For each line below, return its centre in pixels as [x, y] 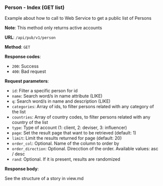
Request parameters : [27, 81]
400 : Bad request [29, 71]
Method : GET [18, 47]
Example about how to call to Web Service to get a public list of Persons [78, 18]
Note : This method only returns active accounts [54, 28]
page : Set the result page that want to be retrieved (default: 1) [74, 133]
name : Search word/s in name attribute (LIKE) [57, 96]
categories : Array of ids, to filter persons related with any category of [83, 107]
